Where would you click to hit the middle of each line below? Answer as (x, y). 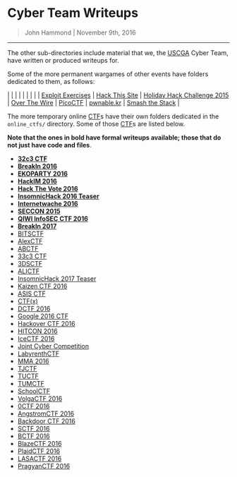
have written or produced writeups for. (63, 60)
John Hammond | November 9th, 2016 (80, 32)
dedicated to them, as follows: (51, 81)
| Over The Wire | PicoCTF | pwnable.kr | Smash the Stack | (93, 102)
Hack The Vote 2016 (48, 188)
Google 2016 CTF (43, 316)
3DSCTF (30, 263)
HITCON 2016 (37, 331)
